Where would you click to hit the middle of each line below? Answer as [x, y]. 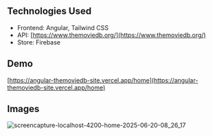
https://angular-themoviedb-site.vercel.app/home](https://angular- [104, 80]
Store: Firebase [38, 42]
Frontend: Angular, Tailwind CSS [63, 27]
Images [23, 109]
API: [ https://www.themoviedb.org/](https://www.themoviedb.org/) [111, 35]
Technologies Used [49, 11]
